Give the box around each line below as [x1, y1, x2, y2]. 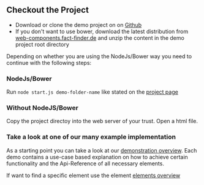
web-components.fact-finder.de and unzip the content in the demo [15, 34, 185, 42]
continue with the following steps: [6, 59, 92, 66]
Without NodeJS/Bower [6, 104, 78, 112]
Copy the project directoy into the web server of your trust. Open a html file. [6, 118, 198, 125]
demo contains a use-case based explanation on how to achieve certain [6, 153, 188, 160]
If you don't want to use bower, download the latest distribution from [15, 28, 189, 35]
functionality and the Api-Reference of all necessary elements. [6, 159, 164, 167]
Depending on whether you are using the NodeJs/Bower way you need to [6, 52, 192, 60]
